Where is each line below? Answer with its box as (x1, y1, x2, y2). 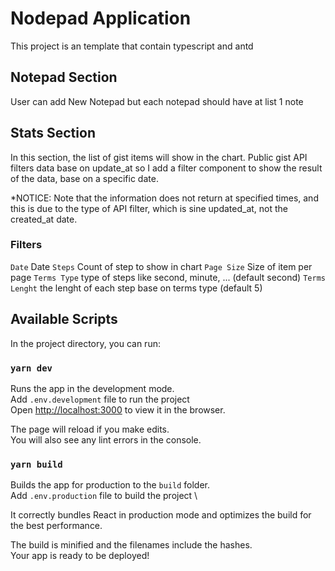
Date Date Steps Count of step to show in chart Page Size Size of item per (10, 260, 313, 272)
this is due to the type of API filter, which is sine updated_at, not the (10, 202, 288, 214)
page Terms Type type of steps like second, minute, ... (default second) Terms (10, 271, 326, 283)
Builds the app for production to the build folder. (10, 479, 211, 491)
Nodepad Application (10, 7, 192, 30)
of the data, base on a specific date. (10, 172, 159, 184)
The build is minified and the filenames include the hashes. (10, 539, 253, 551)
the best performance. (10, 520, 103, 532)
